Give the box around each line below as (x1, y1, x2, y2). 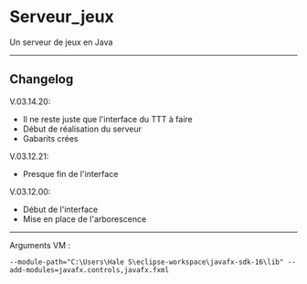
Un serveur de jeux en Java (9, 37, 113, 47)
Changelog (9, 71, 74, 88)
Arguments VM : (9, 239, 71, 250)
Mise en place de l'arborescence (22, 213, 147, 225)
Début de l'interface (22, 204, 99, 215)
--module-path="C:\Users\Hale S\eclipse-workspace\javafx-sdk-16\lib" (9, 258, 284, 267)
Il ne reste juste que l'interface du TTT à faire (22, 113, 194, 124)
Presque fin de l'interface (22, 168, 119, 179)
